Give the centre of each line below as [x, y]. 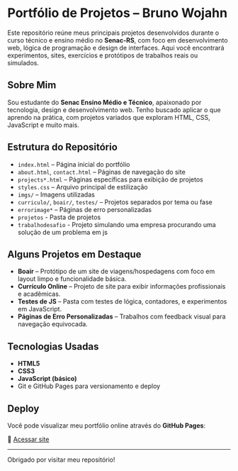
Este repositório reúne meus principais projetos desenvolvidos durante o [113, 33]
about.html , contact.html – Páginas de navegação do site [101, 172]
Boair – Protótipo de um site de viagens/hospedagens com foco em [116, 272]
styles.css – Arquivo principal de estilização [83, 187]
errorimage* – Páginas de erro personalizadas [85, 209]
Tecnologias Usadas [53, 347]
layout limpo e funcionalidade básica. [72, 279]
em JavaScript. [40, 309]
